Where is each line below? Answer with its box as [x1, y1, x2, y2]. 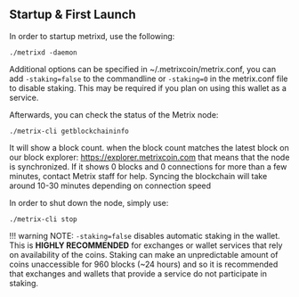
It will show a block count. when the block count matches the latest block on [9, 142, 289, 153]
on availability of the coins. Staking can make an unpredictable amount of [9, 249, 279, 260]
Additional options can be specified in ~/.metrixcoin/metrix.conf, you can [9, 63, 277, 74]
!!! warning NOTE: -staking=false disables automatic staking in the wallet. [9, 230, 280, 241]
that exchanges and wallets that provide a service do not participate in [9, 268, 267, 279]
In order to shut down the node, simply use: [9, 197, 169, 208]
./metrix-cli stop [9, 214, 77, 224]
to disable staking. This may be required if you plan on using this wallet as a [9, 82, 287, 93]
